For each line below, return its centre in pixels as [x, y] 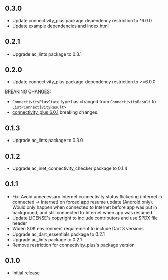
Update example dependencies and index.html [60, 26]
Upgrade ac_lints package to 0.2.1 [47, 239]
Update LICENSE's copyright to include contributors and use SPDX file [85, 218]
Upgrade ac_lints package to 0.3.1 [47, 54]
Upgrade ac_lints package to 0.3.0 [48, 141]
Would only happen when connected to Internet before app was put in [85, 207]
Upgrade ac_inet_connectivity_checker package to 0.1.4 [70, 168]
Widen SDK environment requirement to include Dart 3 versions [78, 228]
